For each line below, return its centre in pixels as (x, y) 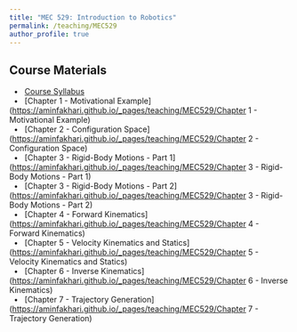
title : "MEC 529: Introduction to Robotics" (93, 17)
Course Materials (58, 70)
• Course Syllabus (49, 92)
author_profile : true (49, 34)
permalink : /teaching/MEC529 (63, 26)
